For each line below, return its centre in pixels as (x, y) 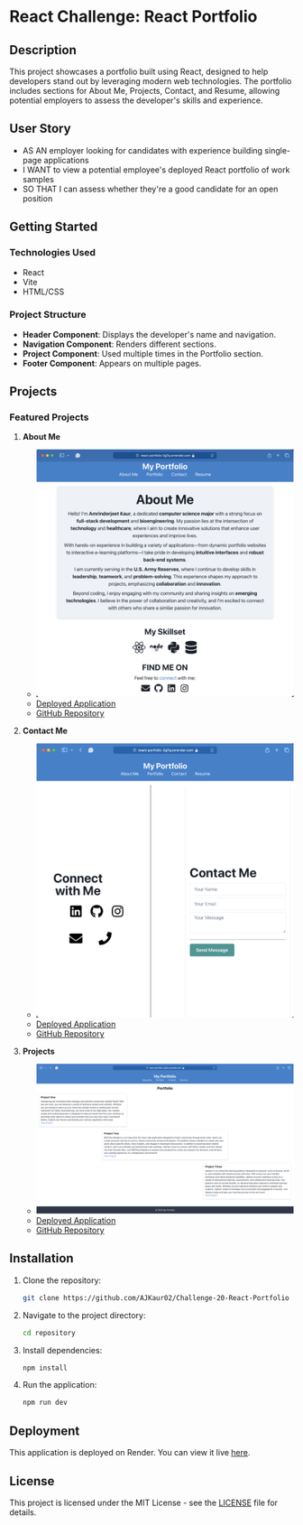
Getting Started (54, 227)
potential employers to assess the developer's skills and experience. (136, 100)
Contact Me (45, 731)
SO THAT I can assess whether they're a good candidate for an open (150, 189)
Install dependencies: (62, 1350)
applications (66, 160)
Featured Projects (49, 417)
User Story (40, 129)
